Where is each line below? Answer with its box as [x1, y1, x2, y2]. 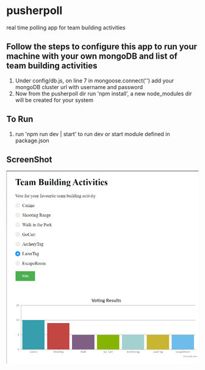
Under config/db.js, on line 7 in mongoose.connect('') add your [15, 77, 174, 84]
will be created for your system [15, 96, 93, 104]
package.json [15, 137, 50, 144]
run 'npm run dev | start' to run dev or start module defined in [15, 130, 170, 137]
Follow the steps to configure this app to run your [6, 42, 197, 52]
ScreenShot [6, 154, 52, 165]
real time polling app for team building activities [6, 24, 126, 31]
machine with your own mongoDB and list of [6, 51, 178, 62]
